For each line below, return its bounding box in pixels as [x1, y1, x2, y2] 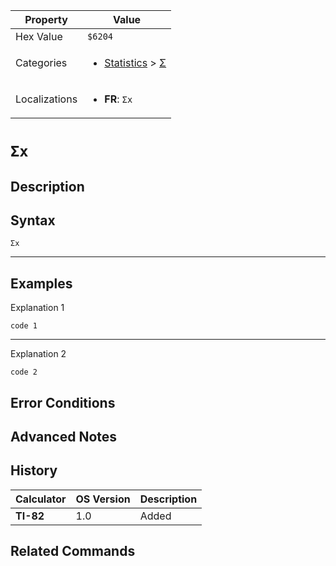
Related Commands [10, 543, 136, 560]
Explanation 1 [10, 302, 65, 314]
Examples [10, 275, 73, 292]
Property [24, 13, 68, 26]
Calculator [15, 492, 67, 506]
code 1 [10, 321, 38, 331]
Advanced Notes [10, 428, 118, 445]
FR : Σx [104, 92, 133, 106]
